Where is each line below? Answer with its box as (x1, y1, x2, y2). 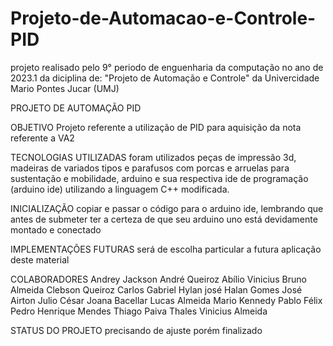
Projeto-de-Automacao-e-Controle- (10, 7, 317, 30)
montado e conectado (10, 223, 102, 236)
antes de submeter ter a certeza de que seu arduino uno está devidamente (10, 213, 318, 225)
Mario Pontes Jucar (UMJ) (10, 82, 120, 94)
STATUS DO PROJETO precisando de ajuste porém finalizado (10, 324, 263, 336)
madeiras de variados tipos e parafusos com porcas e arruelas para (10, 162, 290, 174)
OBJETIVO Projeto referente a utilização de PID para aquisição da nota (10, 121, 302, 133)
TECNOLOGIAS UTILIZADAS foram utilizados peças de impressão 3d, (10, 151, 297, 163)
